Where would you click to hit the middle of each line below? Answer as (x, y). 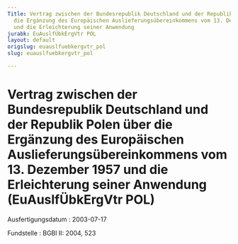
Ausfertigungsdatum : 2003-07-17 (57, 219)
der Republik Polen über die (90, 125)
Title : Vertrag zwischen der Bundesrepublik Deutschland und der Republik (120, 14)
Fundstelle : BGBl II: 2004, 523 (52, 233)
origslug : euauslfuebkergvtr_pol (57, 47)
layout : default (31, 40)
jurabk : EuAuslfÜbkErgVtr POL (52, 34)
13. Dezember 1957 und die (88, 170)
